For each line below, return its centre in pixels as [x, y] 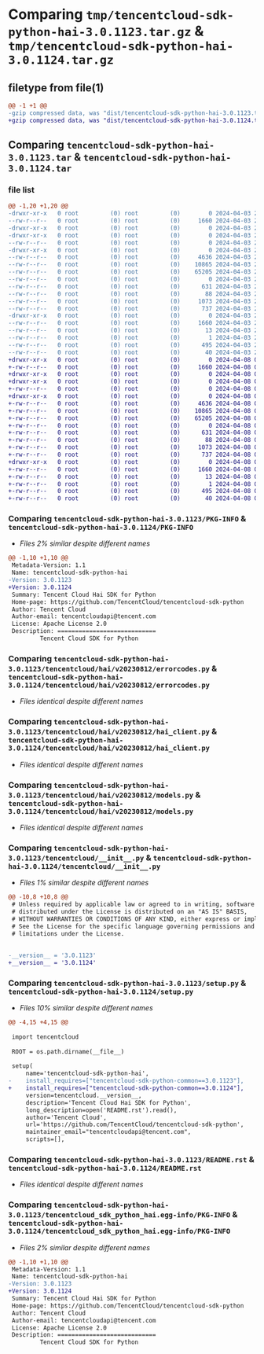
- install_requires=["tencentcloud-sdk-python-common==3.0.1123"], [126, 1081]
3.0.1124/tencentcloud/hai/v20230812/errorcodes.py [109, 685]
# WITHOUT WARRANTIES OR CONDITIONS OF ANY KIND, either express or [126, 919]
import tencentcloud [45, 1037]
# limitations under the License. [68, 933]
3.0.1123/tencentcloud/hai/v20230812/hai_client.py [109, 732]
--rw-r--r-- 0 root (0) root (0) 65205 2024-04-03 [130, 272]
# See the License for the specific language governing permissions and [133, 926]
